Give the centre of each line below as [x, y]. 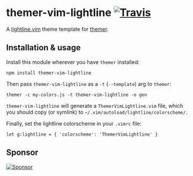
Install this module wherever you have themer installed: [73, 62]
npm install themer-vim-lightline [49, 73]
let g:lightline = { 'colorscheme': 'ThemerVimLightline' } [82, 134]
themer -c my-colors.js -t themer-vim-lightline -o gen [77, 95]
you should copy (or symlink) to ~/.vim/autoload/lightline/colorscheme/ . [97, 112]
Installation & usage [44, 48]
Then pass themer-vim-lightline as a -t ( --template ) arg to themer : [89, 84]
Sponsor [22, 153]
